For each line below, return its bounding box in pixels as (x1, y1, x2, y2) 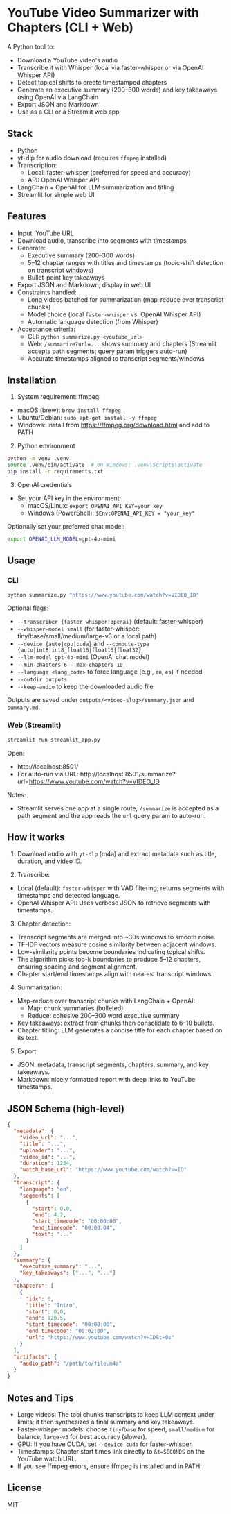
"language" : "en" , (19, 1185, 73, 1193)
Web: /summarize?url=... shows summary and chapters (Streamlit (27, 339, 217, 348)
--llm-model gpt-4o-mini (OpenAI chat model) (17, 653, 150, 661)
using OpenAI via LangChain (17, 92, 99, 101)
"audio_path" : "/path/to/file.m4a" (19, 1360, 122, 1367)
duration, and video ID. (17, 857, 82, 865)
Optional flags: (7, 604, 49, 612)
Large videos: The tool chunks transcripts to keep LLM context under (17, 1411, 214, 1419)
